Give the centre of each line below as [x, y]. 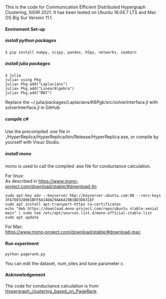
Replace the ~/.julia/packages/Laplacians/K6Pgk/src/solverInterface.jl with [82, 102]
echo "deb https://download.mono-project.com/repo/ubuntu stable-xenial [82, 209]
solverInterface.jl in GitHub [33, 108]
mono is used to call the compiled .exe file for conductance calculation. [78, 166]
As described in [21, 181]
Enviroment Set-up [25, 29]
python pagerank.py [25, 254]
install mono [18, 154]
